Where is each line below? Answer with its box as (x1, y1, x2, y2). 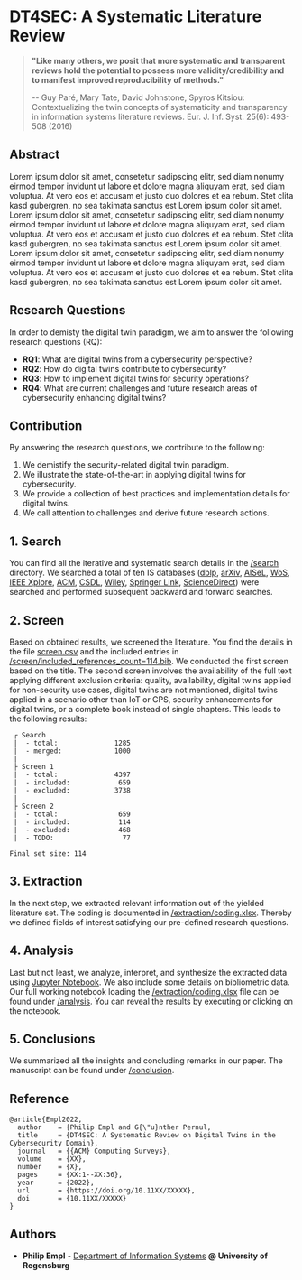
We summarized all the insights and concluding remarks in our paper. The (9, 1055, 284, 1066)
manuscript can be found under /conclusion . (9, 1065, 175, 1076)
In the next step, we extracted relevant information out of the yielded (9, 897, 264, 908)
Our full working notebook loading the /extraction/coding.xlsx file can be (9, 986, 279, 997)
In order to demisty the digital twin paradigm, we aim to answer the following (9, 327, 294, 338)
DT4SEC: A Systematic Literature (9, 6, 262, 27)
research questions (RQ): (9, 336, 103, 347)
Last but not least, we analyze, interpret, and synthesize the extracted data (9, 967, 288, 978)
